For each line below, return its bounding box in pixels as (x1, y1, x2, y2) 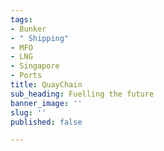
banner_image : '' (10, 98, 83, 108)
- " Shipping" (10, 33, 70, 43)
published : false (10, 117, 83, 127)
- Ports (10, 71, 43, 81)
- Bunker (10, 24, 47, 34)
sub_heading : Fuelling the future (10, 89, 155, 99)
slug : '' (10, 107, 47, 118)
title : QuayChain (10, 80, 83, 90)
